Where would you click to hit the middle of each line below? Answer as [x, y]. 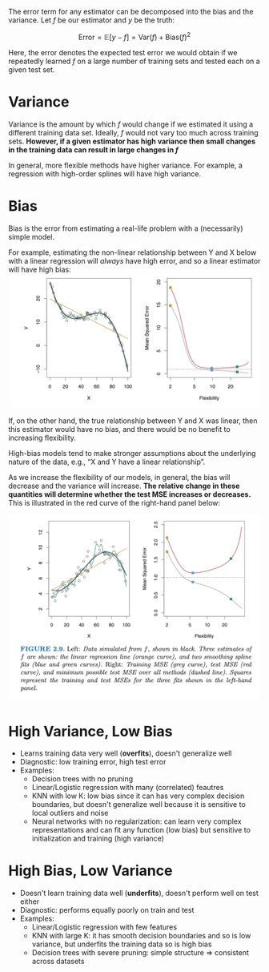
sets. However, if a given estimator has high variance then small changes [132, 141]
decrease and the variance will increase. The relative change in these [124, 486]
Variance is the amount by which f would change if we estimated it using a [131, 124]
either [30, 901]
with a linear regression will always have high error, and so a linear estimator [134, 260]
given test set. [32, 69]
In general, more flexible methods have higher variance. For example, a [125, 165]
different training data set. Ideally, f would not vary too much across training [133, 132]
